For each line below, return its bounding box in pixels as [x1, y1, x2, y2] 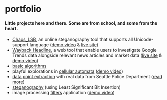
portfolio [5, 3, 42, 15]
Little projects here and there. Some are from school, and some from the [5, 20, 158, 26]
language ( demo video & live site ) [29, 42, 99, 48]
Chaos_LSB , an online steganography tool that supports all [12, 36, 133, 43]
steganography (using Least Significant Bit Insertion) [12, 84, 121, 90]
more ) [12, 79, 25, 85]
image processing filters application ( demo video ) [12, 90, 115, 96]
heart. [5, 25, 18, 31]
